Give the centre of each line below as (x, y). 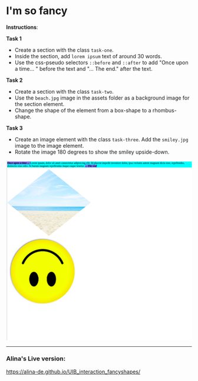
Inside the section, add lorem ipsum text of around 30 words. (88, 56)
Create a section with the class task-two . (64, 91)
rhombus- (164, 110)
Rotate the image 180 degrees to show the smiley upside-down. (92, 152)
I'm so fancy (37, 11)
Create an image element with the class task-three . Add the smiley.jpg (101, 139)
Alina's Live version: (36, 359)
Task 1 (14, 38)
